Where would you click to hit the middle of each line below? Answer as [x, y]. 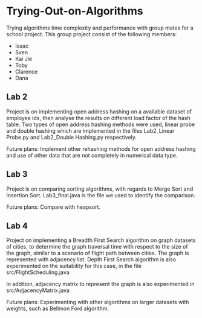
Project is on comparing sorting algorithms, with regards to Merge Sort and [100, 189]
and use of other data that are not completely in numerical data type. [92, 155]
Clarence [26, 71]
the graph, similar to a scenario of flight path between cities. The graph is [98, 253]
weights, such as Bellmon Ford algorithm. [58, 308]
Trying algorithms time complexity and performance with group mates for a [100, 28]
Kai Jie [23, 59]
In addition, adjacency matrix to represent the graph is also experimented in [100, 284]
